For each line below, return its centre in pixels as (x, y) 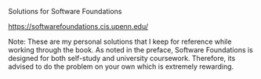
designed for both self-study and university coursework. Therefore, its (122, 58)
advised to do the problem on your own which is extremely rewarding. (121, 66)
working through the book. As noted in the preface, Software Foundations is (130, 50)
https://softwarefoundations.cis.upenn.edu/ (78, 26)
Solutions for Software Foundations (65, 11)
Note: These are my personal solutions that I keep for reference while (120, 41)
